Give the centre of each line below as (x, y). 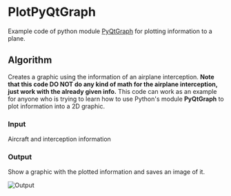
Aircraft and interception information (59, 139)
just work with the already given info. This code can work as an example (112, 91)
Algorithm (30, 60)
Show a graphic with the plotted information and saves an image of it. (107, 172)
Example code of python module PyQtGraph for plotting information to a (110, 31)
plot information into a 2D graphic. (57, 106)
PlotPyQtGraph (52, 12)
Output (20, 157)
